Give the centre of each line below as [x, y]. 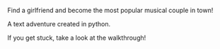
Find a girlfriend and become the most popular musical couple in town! [110, 10]
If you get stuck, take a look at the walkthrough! [77, 38]
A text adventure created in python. [59, 24]
